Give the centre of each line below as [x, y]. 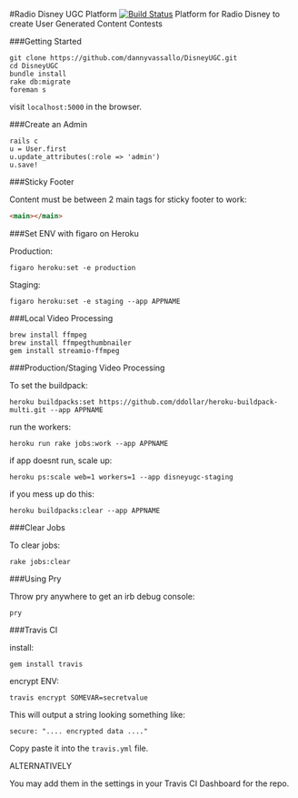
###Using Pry [35, 579]
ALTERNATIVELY [41, 765]
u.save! [24, 165]
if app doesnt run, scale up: [61, 460]
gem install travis [46, 664]
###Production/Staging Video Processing [87, 368]
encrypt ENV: [34, 681]
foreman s [28, 90]
